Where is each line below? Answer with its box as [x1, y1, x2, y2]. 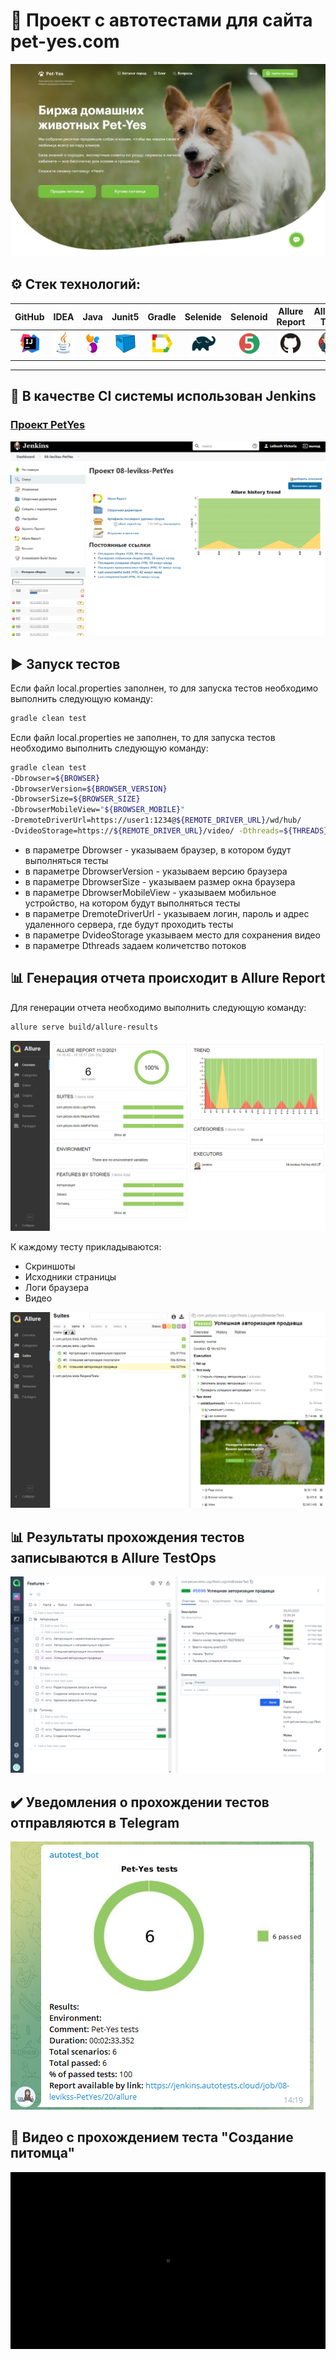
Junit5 [111, 310, 140, 323]
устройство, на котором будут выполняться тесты [24, 897, 241, 909]
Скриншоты [24, 1260, 76, 1272]
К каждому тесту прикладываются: [10, 1240, 162, 1253]
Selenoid [229, 310, 268, 323]
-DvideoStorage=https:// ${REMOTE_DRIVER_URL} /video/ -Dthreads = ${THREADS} [10, 826, 329, 836]
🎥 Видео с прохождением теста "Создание [10, 2129, 294, 2146]
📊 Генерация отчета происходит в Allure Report [10, 970, 326, 987]
